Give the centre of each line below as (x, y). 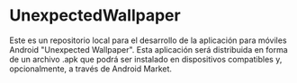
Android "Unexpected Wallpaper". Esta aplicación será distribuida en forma (148, 49)
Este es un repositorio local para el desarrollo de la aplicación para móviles (148, 40)
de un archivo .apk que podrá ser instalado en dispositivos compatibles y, (146, 59)
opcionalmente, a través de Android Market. (91, 69)
